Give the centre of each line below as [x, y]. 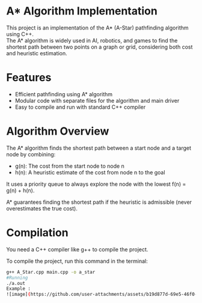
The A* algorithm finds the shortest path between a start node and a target [99, 148]
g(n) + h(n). [20, 190]
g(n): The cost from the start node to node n [69, 166]
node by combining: [31, 154]
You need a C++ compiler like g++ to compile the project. [77, 249]
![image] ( [19, 295]
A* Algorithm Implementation [82, 11]
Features [29, 78]
